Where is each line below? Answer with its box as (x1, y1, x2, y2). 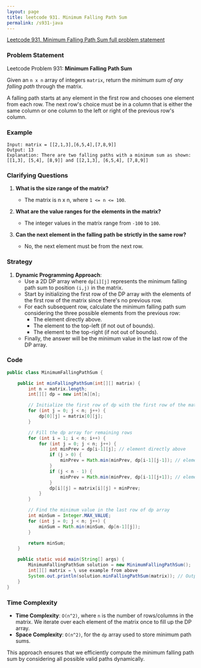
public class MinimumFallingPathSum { (7, 369, 103, 375)
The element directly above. (33, 315, 103, 323)
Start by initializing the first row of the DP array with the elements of (24, 290, 191, 298)
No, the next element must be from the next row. (24, 243, 144, 250)
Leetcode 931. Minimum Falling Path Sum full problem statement (7, 36, 165, 44)
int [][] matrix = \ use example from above (28, 568, 138, 574)
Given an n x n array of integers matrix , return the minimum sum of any (7, 76, 184, 84)
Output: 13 (7, 147, 34, 153)
